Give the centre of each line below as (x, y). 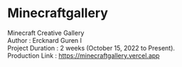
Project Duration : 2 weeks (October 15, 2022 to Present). (91, 48)
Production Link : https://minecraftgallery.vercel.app (84, 56)
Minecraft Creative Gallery (46, 33)
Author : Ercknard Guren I (45, 40)
